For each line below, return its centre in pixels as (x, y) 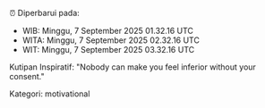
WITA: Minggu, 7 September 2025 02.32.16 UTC (111, 40)
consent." (27, 76)
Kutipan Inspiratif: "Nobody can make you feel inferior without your (133, 67)
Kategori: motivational (50, 94)
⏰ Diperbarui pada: (45, 13)
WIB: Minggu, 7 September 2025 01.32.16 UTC (108, 31)
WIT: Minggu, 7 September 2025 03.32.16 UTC (108, 50)
